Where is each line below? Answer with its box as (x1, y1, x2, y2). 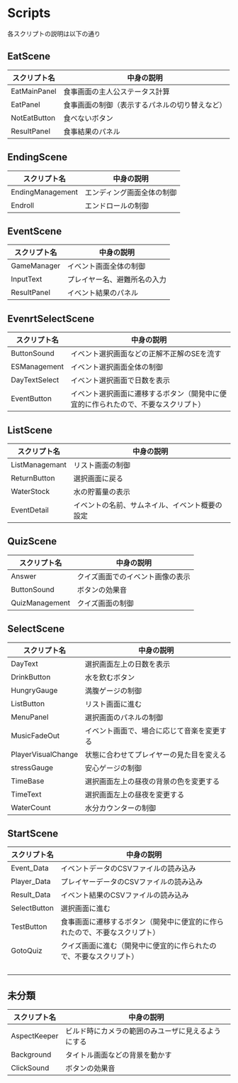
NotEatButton (11, 112, 56, 122)
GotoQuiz (11, 946, 42, 956)
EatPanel (11, 99, 40, 109)
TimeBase (11, 776, 45, 786)
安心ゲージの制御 (84, 763, 142, 772)
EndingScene (7, 151, 68, 163)
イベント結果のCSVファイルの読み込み (60, 890, 189, 900)
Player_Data (11, 876, 51, 886)
